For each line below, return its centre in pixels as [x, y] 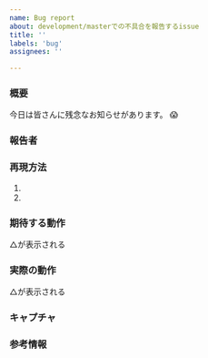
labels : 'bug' [36, 43]
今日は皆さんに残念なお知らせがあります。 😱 [94, 115]
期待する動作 [38, 222]
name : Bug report [42, 18]
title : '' [28, 35]
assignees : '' [36, 52]
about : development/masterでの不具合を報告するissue [104, 26]
